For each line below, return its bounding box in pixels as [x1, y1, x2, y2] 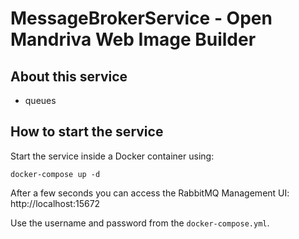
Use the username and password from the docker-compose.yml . [10, 217, 270, 229]
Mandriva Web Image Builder [10, 28, 257, 51]
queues [24, 95, 57, 106]
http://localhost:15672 [10, 197, 101, 209]
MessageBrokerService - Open [10, 7, 273, 30]
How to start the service [10, 123, 164, 141]
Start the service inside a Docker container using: [10, 150, 215, 162]
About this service [10, 68, 128, 85]
